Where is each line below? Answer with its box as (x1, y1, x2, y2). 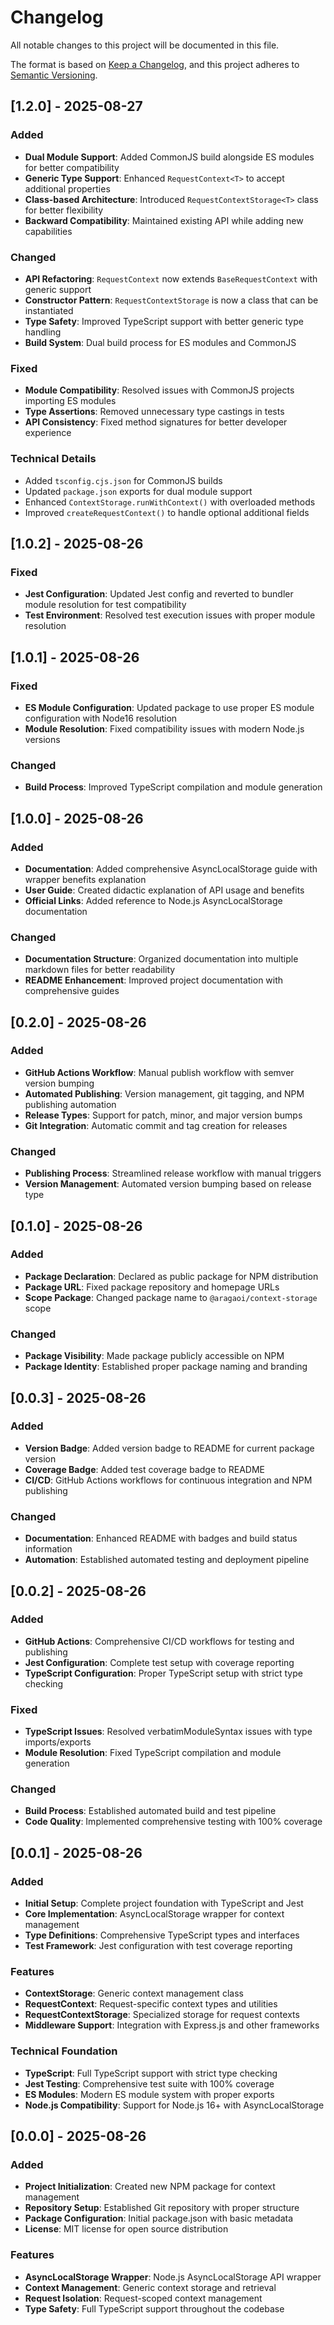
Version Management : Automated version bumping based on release (24, 1178, 312, 1190)
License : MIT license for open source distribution (24, 2223, 229, 2235)
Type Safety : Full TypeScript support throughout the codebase (24, 2302, 285, 2315)
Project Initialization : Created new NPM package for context (24, 2181, 276, 2193)
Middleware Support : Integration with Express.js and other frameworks (24, 2019, 320, 2031)
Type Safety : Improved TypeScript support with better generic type (24, 315, 304, 327)
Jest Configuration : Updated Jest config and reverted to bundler (24, 588, 294, 600)
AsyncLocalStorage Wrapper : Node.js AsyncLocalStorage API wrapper (24, 2271, 322, 2283)
